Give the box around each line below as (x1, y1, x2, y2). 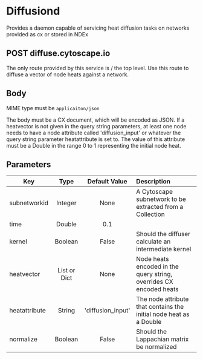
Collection (135, 210, 165, 219)
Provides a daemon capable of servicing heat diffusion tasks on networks (6, 24, 190, 31)
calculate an (135, 237, 171, 246)
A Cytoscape (135, 188, 173, 196)
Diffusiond (6, 4, 60, 18)
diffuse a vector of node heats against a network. (6, 71, 129, 78)
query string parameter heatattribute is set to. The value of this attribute (6, 135, 185, 143)
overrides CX (135, 277, 173, 286)
